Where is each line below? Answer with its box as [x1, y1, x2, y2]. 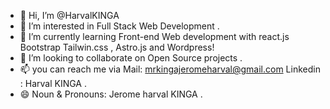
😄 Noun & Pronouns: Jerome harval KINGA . [19, 88, 203, 100]
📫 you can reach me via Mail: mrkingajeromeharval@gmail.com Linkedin [19, 63, 321, 75]
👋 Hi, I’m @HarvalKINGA [19, 10, 120, 21]
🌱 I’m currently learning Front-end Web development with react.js [19, 31, 290, 42]
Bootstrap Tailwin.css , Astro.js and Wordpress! [19, 41, 215, 53]
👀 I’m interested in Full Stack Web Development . [19, 20, 220, 32]
